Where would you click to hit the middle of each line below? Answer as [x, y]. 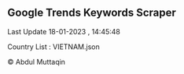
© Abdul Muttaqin [37, 62]
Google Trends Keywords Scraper [92, 13]
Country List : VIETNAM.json [53, 47]
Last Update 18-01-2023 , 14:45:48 [64, 31]
